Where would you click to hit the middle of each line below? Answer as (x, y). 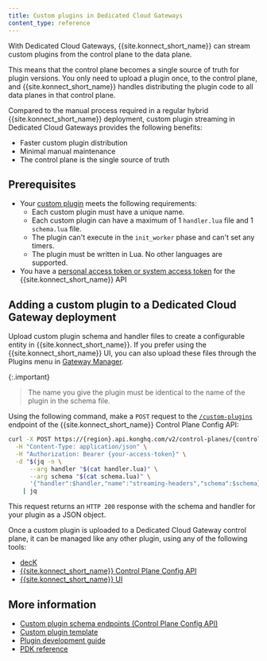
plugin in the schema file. (69, 401)
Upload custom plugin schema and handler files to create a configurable (126, 336)
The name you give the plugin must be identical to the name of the (136, 393)
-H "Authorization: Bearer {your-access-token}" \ (101, 454)
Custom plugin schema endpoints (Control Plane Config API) (119, 623)
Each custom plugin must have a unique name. (108, 212)
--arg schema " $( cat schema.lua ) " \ (90, 476)
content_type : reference (49, 23)
